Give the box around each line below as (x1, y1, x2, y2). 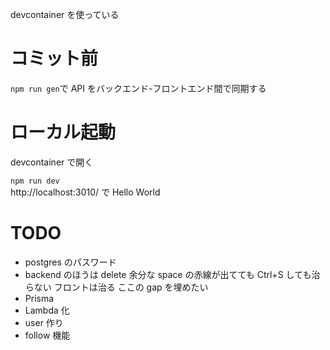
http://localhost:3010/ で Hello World (10, 186, 161, 198)
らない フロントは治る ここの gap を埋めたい (24, 281, 209, 293)
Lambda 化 (24, 304, 70, 316)
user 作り (24, 316, 64, 328)
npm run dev (10, 176, 60, 186)
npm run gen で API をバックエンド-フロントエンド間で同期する (10, 82, 267, 94)
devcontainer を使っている (10, 9, 120, 20)
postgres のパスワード (24, 256, 117, 268)
